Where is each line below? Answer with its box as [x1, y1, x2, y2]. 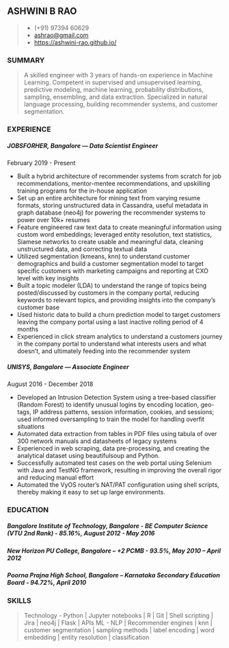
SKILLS [7, 596, 32, 605]
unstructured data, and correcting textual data [16, 245, 148, 253]
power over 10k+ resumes [16, 216, 90, 224]
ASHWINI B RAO [7, 5, 77, 17]
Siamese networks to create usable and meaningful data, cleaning [16, 238, 204, 245]
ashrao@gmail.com [33, 31, 89, 39]
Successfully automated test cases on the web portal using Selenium [16, 459, 212, 467]
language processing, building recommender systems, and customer [23, 100, 218, 108]
